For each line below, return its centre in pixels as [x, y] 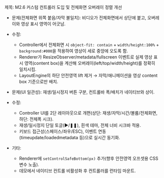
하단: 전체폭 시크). [36, 119]
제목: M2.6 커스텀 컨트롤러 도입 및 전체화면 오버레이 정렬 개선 [63, 7]
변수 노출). [29, 164]
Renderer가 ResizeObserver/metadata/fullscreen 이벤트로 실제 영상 [86, 57]
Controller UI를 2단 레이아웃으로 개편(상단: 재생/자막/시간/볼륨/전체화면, [88, 113]
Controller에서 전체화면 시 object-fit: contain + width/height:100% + [89, 45]
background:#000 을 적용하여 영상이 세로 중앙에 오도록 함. [73, 51]
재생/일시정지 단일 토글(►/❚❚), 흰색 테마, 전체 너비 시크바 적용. [80, 125]
